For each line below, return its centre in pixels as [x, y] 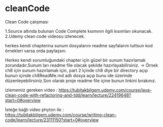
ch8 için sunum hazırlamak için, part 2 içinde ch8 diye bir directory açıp [76, 70]
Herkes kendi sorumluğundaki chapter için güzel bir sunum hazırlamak [75, 60]
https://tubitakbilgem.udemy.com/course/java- [105, 90]
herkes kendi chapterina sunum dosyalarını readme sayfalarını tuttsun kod [79, 45]
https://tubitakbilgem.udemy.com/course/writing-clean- [61, 114]
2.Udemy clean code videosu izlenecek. [45, 36]
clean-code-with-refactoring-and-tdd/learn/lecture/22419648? [68, 95]
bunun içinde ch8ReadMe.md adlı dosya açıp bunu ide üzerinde [69, 75]
